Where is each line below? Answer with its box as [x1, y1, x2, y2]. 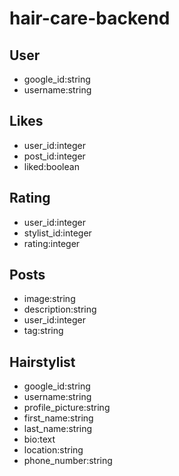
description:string [23, 303, 97, 316]
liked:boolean [23, 160, 80, 172]
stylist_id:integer [23, 227, 92, 239]
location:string [23, 444, 84, 456]
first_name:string [23, 412, 94, 424]
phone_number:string [23, 455, 113, 467]
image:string [23, 293, 76, 305]
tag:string [23, 325, 64, 337]
